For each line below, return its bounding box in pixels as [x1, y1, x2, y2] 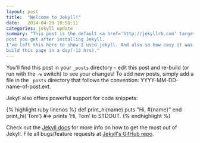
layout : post [6, 8, 39, 15]
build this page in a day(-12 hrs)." [6, 48, 100, 54]
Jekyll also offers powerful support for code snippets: [6, 94, 138, 101]
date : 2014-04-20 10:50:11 [6, 20, 79, 26]
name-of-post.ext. [6, 83, 51, 90]
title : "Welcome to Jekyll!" [6, 14, 82, 20]
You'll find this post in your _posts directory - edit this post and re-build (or [6, 64, 189, 71]
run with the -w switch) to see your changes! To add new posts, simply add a [6, 70, 194, 77]
